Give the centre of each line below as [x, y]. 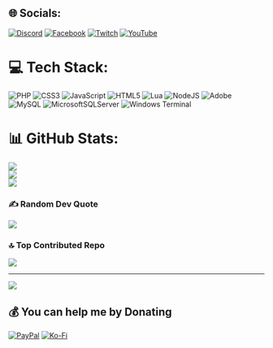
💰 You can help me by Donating [90, 312]
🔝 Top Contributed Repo [57, 245]
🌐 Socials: [35, 13]
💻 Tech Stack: [58, 67]
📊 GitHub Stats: [64, 138]
